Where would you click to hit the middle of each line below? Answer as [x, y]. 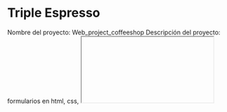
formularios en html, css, [43, 101]
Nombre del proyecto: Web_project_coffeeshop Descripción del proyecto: [114, 32]
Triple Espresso [54, 13]
